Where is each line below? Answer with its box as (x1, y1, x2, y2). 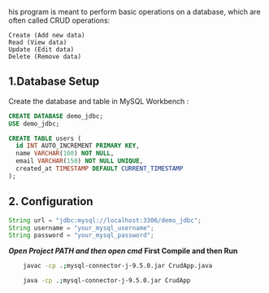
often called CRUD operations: (8, 15, 111, 25)
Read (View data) (8, 38, 67, 46)
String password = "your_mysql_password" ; (8, 231, 154, 239)
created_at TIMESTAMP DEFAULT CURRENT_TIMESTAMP (15, 164, 184, 173)
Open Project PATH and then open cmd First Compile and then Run (8, 246, 238, 256)
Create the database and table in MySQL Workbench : (8, 96, 189, 106)
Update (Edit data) (8, 46, 75, 54)
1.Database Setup (8, 75, 100, 89)
